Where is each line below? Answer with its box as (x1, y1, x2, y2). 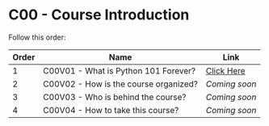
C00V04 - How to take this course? (43, 104, 179, 115)
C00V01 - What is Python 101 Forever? (43, 65, 196, 76)
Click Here (205, 65, 246, 76)
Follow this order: (8, 32, 66, 42)
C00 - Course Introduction (8, 6, 190, 24)
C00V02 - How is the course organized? (43, 78, 198, 90)
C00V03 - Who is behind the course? (43, 91, 187, 103)
